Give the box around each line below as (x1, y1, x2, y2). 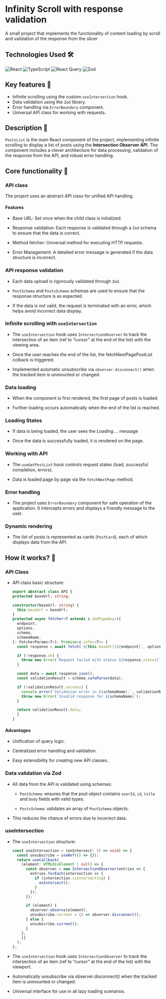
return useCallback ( (17, 857, 59, 863)
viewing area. (12, 342, 40, 348)
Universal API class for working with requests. (12, 109, 106, 115)
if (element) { (25, 903, 57, 908)
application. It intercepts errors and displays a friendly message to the (12, 505, 155, 511)
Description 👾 (5, 124, 48, 132)
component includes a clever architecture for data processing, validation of (5, 147, 158, 153)
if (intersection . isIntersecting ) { (34, 876, 110, 881)
